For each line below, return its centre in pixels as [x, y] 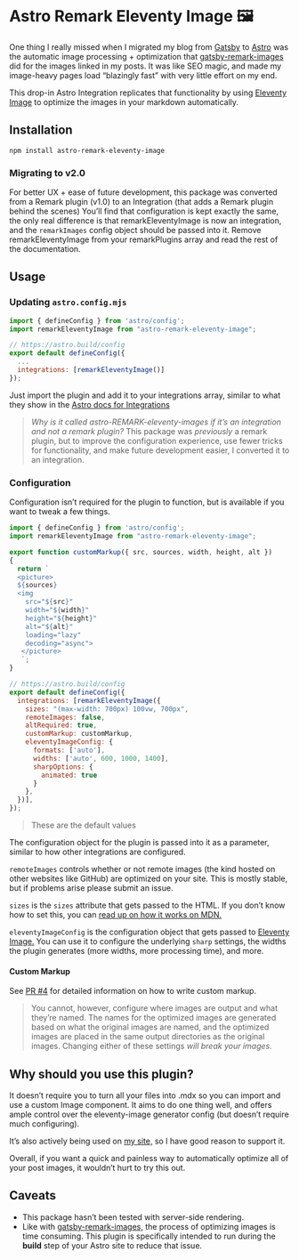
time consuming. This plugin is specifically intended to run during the [149, 1236]
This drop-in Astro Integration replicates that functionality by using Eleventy [148, 93]
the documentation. [45, 249]
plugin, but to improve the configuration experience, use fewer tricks [157, 440]
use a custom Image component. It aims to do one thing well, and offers [141, 1105]
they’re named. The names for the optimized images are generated [154, 1018]
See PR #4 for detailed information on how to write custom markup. [133, 991]
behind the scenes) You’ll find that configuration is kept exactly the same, [144, 211]
